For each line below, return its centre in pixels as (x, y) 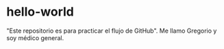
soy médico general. (35, 37)
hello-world (40, 12)
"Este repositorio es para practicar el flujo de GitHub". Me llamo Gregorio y (112, 31)
